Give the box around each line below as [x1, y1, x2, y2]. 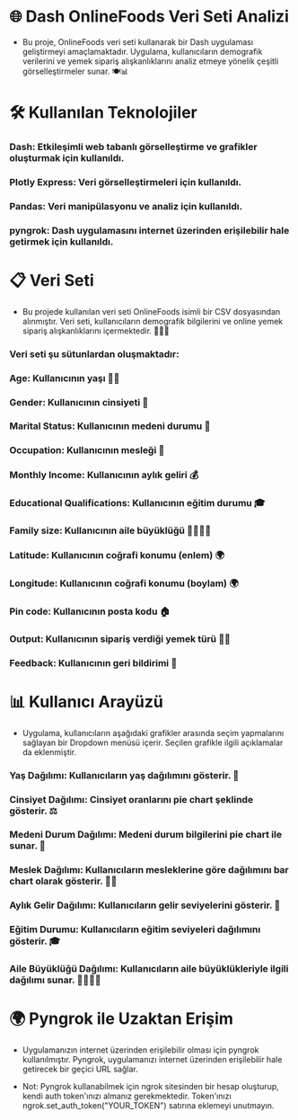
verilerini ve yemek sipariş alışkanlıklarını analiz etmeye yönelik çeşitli [22, 56, 279, 67]
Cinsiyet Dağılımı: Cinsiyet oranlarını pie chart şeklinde [9, 793, 254, 805]
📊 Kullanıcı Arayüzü [9, 691, 163, 712]
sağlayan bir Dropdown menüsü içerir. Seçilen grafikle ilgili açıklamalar [22, 737, 284, 748]
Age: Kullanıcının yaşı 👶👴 [9, 371, 120, 384]
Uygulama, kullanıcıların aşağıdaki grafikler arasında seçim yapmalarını [22, 727, 285, 738]
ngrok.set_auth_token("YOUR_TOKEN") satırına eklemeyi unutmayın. [22, 1100, 275, 1111]
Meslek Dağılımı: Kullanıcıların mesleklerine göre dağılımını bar [9, 864, 289, 876]
